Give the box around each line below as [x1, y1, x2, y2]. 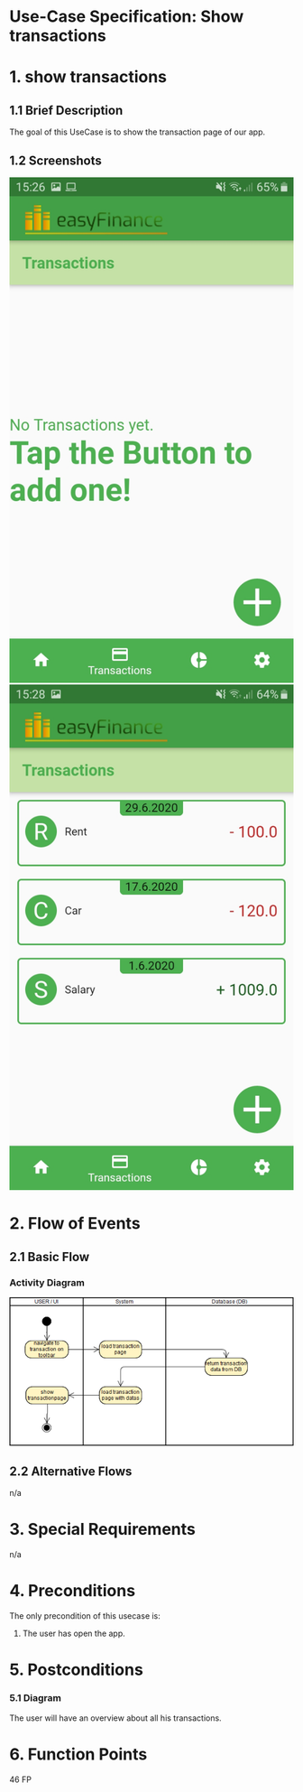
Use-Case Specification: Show [9, 6, 244, 27]
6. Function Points [9, 1744, 148, 1764]
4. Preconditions [9, 1581, 136, 1602]
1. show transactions [9, 67, 168, 88]
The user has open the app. [22, 1628, 126, 1639]
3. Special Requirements [9, 1519, 196, 1540]
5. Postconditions [9, 1659, 144, 1680]
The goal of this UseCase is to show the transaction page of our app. [9, 126, 266, 137]
